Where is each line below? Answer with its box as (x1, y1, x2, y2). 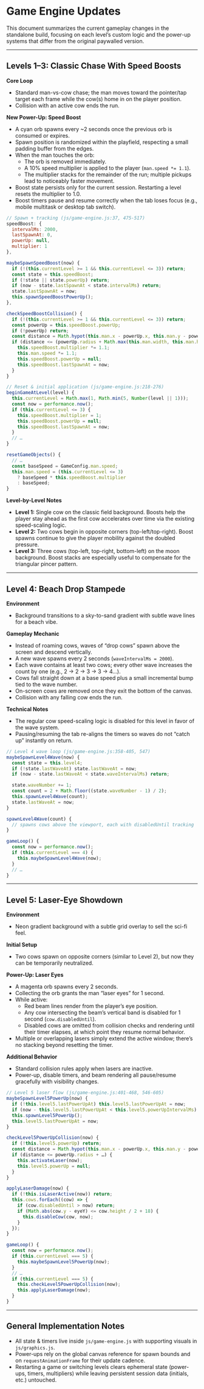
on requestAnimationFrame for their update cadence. (15, 1357, 146, 1364)
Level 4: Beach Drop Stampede (6, 584, 126, 594)
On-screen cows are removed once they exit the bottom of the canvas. (15, 687, 192, 694)
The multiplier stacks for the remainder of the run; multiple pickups (24, 171, 192, 178)
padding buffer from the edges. (15, 145, 94, 152)
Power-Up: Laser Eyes (6, 971, 64, 979)
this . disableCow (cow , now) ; (22, 1213, 94, 1220)
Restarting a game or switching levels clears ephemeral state (15, 1363, 168, 1370)
